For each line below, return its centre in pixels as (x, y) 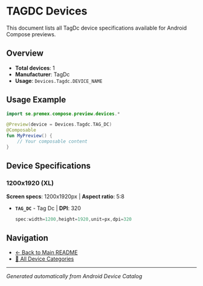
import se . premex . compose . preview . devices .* (63, 114)
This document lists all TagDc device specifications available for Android (97, 28)
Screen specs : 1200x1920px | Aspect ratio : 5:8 (66, 196)
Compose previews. (31, 34)
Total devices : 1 (35, 68)
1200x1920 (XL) (30, 183)
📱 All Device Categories (44, 259)
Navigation (27, 238)
